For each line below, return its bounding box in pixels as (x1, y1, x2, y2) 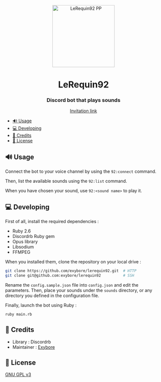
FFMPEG (12, 249, 31, 255)
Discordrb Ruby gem (12, 233, 55, 239)
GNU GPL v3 (5, 372, 31, 378)
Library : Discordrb (12, 339, 51, 345)
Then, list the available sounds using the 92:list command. (5, 178, 128, 184)
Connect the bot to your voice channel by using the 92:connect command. (5, 168, 157, 174)
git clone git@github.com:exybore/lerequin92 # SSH (5, 273, 135, 278)
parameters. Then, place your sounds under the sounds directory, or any (5, 287, 153, 293)
